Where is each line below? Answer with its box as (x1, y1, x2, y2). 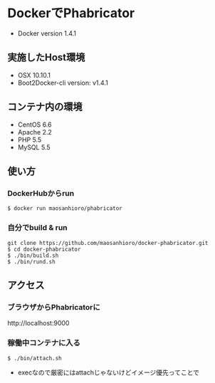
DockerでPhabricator (7, 5, 135, 21)
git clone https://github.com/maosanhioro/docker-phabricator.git (7, 239, 209, 246)
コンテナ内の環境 (7, 101, 83, 113)
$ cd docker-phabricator (7, 246, 81, 253)
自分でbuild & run (7, 223, 68, 233)
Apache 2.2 (17, 127, 52, 136)
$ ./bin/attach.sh (7, 355, 62, 362)
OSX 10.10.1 (17, 70, 51, 79)
